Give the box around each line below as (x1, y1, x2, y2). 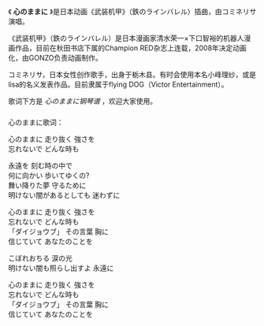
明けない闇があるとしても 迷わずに (8, 190, 121, 199)
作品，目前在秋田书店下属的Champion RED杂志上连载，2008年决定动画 (14, 43, 247, 53)
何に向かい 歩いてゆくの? (8, 170, 90, 180)
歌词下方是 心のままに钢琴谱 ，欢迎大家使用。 (8, 97, 158, 106)
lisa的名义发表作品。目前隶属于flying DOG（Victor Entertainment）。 (8, 80, 229, 89)
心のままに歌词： (8, 117, 64, 127)
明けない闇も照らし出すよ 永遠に (8, 263, 114, 272)
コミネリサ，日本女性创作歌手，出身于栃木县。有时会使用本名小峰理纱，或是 (8, 70, 257, 79)
